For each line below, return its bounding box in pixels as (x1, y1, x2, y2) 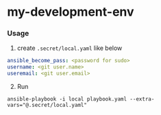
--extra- (129, 96, 155, 103)
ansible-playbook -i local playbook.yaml (7, 96, 127, 103)
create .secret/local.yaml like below (16, 44, 123, 52)
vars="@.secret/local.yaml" (7, 102, 88, 109)
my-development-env (7, 4, 135, 20)
